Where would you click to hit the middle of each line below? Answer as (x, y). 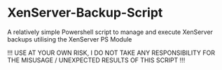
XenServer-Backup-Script (85, 13)
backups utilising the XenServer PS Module (70, 39)
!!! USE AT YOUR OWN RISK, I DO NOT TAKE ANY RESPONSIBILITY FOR (111, 53)
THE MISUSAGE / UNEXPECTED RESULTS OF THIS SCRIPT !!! (96, 60)
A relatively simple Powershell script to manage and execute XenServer (110, 32)
